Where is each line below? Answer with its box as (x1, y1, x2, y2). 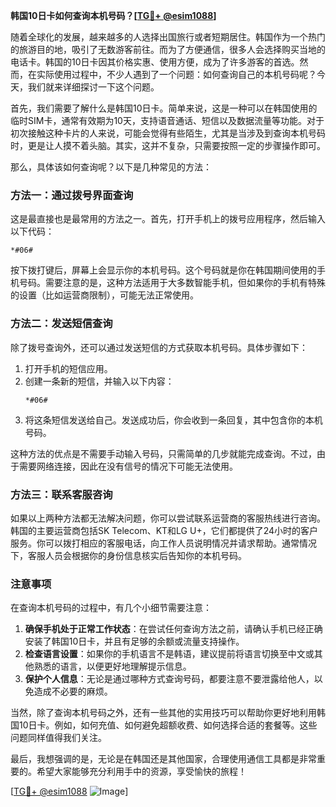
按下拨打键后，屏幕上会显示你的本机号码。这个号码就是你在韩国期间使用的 (10, 264, 317, 276)
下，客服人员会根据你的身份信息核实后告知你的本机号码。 (10, 549, 247, 561)
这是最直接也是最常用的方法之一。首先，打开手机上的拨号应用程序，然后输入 (10, 213, 326, 225)
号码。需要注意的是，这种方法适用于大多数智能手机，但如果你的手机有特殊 (18, 277, 326, 289)
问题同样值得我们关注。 (10, 732, 107, 744)
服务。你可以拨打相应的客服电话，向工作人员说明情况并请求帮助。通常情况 (10, 537, 317, 549)
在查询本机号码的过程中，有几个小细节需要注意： (10, 602, 212, 614)
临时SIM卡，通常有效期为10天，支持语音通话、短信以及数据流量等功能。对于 (10, 115, 325, 126)
